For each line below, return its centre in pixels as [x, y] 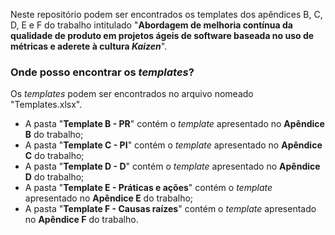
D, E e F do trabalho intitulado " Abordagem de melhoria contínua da [151, 25]
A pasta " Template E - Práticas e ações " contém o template [148, 188]
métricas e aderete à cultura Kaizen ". [89, 46]
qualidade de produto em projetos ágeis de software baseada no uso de [162, 35]
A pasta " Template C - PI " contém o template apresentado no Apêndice [173, 145]
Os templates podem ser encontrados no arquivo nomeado [132, 94]
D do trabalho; [54, 177]
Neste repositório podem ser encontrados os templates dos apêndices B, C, [166, 14]
